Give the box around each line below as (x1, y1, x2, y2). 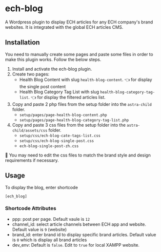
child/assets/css (12, 128, 48, 133)
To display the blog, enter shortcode (5, 184, 78, 190)
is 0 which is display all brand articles (12, 237, 87, 243)
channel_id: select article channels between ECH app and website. (12, 221, 146, 227)
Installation (5, 39, 40, 47)
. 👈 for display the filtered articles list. (28, 94, 106, 100)
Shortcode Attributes (5, 205, 57, 212)
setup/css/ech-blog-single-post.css (19, 138, 94, 143)
